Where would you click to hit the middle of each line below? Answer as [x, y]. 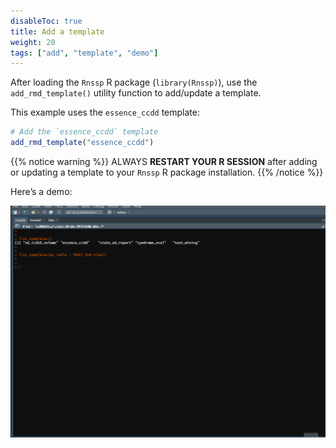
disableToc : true [46, 21]
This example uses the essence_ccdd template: [105, 112]
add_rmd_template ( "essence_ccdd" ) [82, 143]
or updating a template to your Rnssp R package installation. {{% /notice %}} [167, 172]
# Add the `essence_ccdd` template [84, 132]
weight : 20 [33, 42]
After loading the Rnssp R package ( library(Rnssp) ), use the [134, 82]
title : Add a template [57, 31]
